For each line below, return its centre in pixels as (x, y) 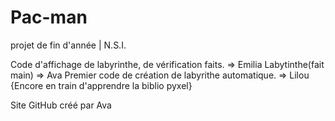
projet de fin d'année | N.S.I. (68, 45)
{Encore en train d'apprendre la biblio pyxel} (101, 85)
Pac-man (49, 17)
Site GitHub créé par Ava (61, 105)
